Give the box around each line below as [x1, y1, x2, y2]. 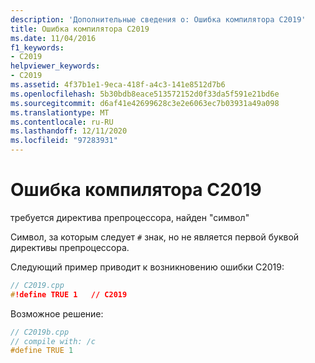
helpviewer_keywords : [10, 61, 101, 71]
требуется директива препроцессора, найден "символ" [10, 211, 250, 223]
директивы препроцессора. [10, 241, 130, 253]
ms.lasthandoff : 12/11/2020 [10, 126, 128, 136]
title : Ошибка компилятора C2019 [10, 24, 150, 34]
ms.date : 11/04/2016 [10, 33, 97, 43]
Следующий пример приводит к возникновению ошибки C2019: [10, 261, 285, 273]
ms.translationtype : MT [10, 107, 110, 118]
